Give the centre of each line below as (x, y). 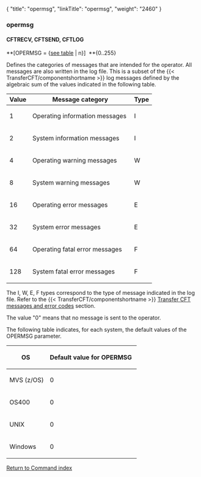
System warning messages (71, 183)
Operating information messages (80, 116)
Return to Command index (39, 468)
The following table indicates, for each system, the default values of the (97, 330)
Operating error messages (70, 205)
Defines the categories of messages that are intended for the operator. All (99, 65)
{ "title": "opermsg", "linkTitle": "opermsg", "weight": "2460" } (84, 9)
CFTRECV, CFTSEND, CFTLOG (45, 39)
